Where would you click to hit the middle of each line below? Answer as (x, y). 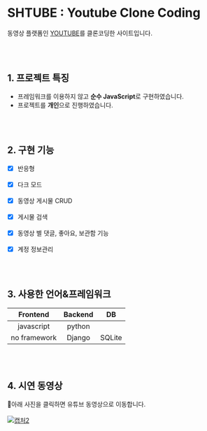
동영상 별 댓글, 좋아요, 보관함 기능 (63, 233)
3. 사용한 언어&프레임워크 (59, 294)
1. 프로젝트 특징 (38, 78)
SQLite (111, 337)
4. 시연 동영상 (35, 386)
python (78, 326)
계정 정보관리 (35, 249)
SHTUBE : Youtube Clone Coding (104, 13)
